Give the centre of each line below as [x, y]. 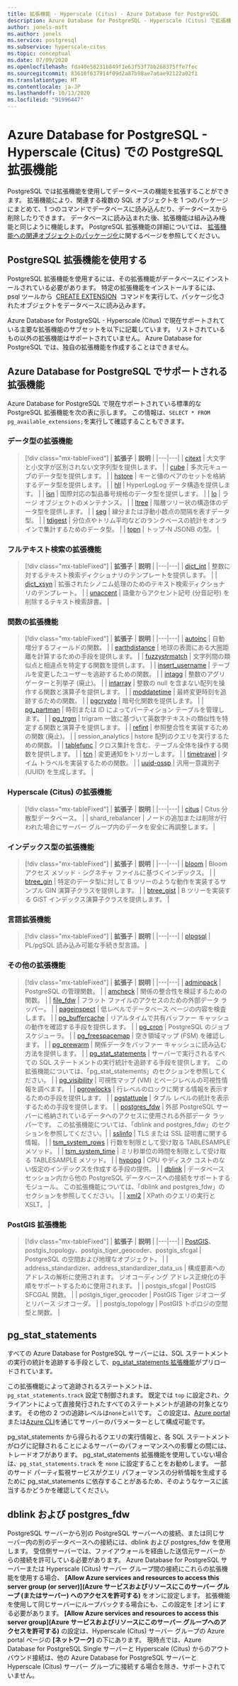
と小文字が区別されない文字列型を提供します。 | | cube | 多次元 [117, 467]
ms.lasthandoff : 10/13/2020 [49, 93]
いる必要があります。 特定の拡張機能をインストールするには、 [129, 287]
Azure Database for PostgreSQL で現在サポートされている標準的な [104, 403]
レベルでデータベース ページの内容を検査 [166, 1009]
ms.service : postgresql [42, 41]
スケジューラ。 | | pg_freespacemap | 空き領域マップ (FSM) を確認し [125, 1036]
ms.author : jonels [34, 34]
